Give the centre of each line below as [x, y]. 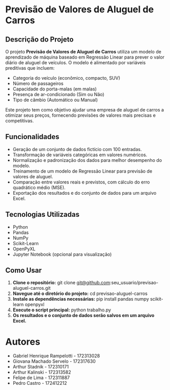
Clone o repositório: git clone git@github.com [61, 283]
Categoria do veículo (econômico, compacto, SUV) [66, 78]
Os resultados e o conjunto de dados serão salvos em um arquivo [83, 315]
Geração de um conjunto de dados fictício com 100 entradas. [77, 149]
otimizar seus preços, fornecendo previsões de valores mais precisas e [81, 115]
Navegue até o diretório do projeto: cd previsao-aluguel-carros [80, 293]
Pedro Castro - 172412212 [40, 383]
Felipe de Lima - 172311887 [41, 378]
